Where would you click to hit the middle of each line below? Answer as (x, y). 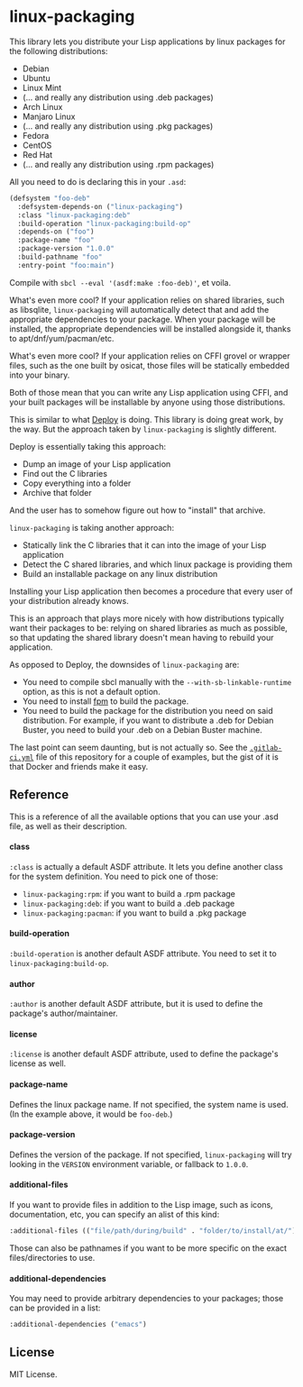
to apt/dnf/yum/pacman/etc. (62, 338)
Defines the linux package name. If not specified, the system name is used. (149, 1104)
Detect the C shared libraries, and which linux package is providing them (157, 564)
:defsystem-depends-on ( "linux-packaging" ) (100, 206)
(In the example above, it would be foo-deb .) (91, 1114)
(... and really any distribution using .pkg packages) (118, 126)
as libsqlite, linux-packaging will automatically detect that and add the (139, 309)
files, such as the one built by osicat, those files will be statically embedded (150, 365)
